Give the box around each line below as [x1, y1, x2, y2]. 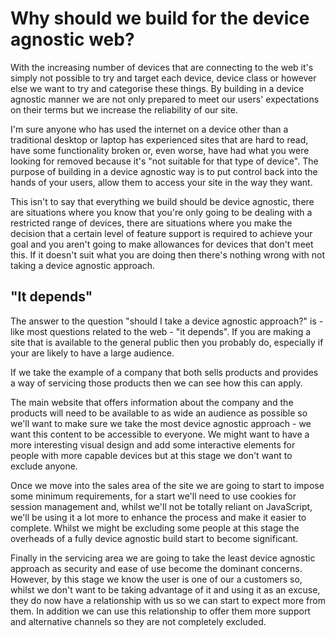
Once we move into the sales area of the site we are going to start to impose [10, 479, 325, 491]
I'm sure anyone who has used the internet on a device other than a [10, 123, 289, 135]
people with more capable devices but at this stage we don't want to [10, 449, 293, 461]
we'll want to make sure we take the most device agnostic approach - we [10, 417, 312, 429]
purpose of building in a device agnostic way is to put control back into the [10, 165, 318, 177]
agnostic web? [10, 28, 135, 51]
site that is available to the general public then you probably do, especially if [10, 336, 324, 348]
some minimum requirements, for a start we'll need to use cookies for [10, 490, 297, 502]
